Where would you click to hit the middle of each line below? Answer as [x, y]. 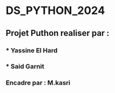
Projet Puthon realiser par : [58, 33]
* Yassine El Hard [32, 50]
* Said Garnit [25, 66]
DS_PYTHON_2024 [55, 11]
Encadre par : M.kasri [38, 83]
